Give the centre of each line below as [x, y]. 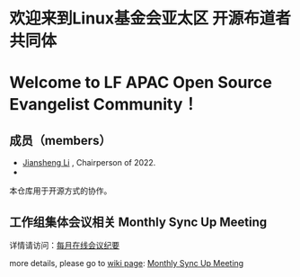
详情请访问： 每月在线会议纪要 [64, 245]
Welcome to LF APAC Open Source [141, 83]
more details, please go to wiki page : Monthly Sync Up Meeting [127, 263]
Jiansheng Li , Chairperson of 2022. [89, 163]
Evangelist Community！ [104, 105]
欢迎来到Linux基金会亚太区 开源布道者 [150, 18]
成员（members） [60, 140]
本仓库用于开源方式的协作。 [61, 191]
